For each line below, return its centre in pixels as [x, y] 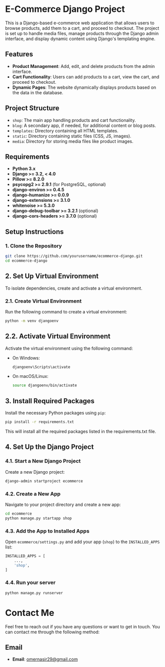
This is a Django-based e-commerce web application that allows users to [80, 23]
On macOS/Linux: [30, 376]
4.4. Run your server [30, 583]
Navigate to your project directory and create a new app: [63, 504]
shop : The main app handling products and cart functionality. [74, 120]
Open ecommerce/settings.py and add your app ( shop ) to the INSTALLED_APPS [82, 542]
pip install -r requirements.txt [40, 422]
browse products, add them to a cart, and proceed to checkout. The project [82, 28]
